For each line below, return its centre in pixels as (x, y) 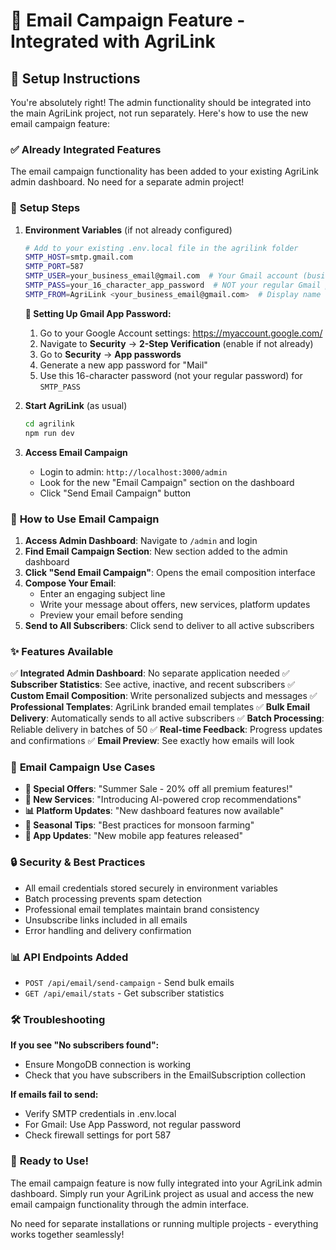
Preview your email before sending (111, 615)
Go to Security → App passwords (110, 354)
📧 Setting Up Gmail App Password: (98, 313)
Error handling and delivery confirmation (108, 930)
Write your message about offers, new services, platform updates (175, 604)
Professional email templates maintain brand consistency (142, 909)
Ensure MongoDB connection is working (108, 1065)
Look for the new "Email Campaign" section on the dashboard (167, 482)
